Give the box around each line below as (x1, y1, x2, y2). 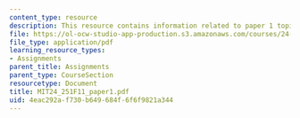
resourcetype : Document (9, 79, 98, 88)
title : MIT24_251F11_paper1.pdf (9, 87, 129, 96)
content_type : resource (9, 12, 98, 22)
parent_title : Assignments (9, 63, 110, 72)
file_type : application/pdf (9, 37, 114, 47)
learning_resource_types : (9, 46, 105, 55)
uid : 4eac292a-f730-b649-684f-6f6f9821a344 (9, 95, 174, 105)
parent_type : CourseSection (9, 71, 114, 80)
